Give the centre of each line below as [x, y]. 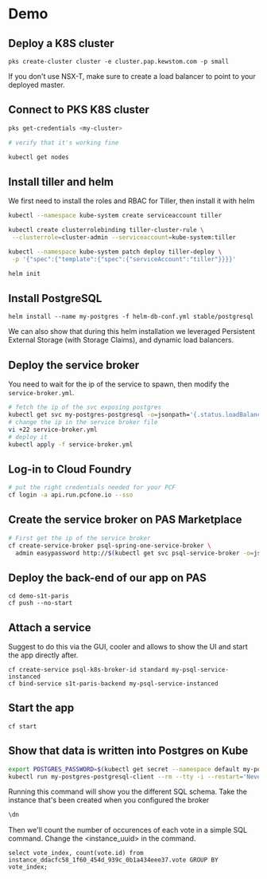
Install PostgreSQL [55, 298]
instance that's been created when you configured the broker [109, 800]
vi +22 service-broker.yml [53, 430]
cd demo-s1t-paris [39, 596]
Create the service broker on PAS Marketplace [125, 520]
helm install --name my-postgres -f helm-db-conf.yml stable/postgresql [131, 317]
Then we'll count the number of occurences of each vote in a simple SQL [128, 830]
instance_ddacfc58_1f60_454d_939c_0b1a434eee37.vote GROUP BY [113, 860]
